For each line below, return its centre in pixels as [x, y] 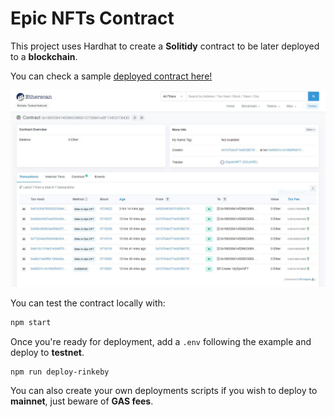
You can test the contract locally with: [88, 303]
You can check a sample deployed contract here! [111, 76]
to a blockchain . [44, 56]
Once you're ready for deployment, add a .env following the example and [161, 341]
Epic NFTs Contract [92, 18]
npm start [31, 322]
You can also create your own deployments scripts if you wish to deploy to [164, 390]
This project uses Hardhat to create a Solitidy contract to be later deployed [165, 46]
